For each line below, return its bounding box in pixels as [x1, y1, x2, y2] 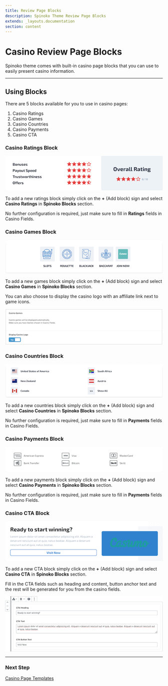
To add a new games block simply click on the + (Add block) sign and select [5, 278, 162, 284]
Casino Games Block [5, 228, 56, 235]
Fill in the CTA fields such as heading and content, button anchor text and [5, 581, 156, 587]
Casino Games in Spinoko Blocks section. [5, 284, 92, 290]
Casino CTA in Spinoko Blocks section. [5, 571, 87, 577]
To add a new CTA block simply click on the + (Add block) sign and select [5, 566, 157, 572]
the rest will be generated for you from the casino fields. [5, 586, 121, 592]
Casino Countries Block [5, 353, 64, 360]
